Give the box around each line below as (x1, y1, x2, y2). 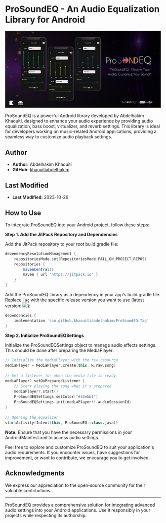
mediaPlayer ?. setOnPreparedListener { (5, 379, 85, 384)
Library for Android (5, 14, 85, 25)
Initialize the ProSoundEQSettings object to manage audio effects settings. (5, 342, 157, 348)
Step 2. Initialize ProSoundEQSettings (5, 332, 84, 338)
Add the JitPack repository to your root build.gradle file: (5, 241, 119, 247)
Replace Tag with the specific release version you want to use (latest (5, 297, 144, 303)
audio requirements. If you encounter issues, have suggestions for (5, 450, 140, 456)
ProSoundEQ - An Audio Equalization (5, 3, 160, 15)
